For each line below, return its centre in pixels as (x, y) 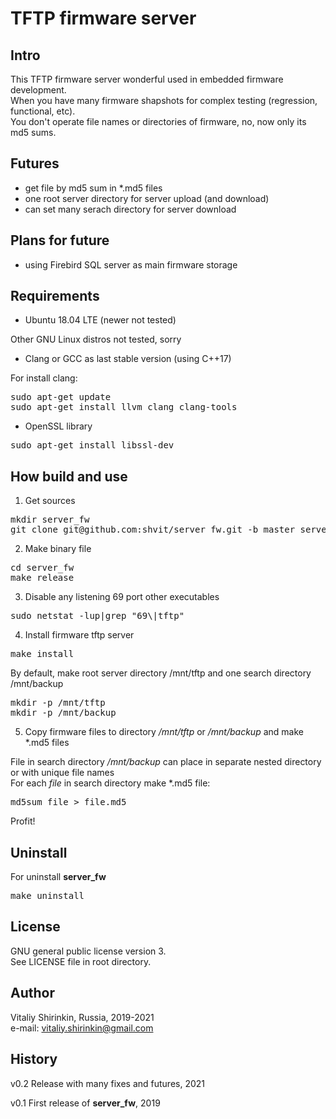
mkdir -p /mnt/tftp (58, 703)
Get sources (50, 501)
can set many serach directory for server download (130, 209)
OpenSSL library (58, 426)
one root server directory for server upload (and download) (147, 198)
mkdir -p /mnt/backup (63, 713)
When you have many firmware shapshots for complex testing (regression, (164, 100)
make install (42, 654)
